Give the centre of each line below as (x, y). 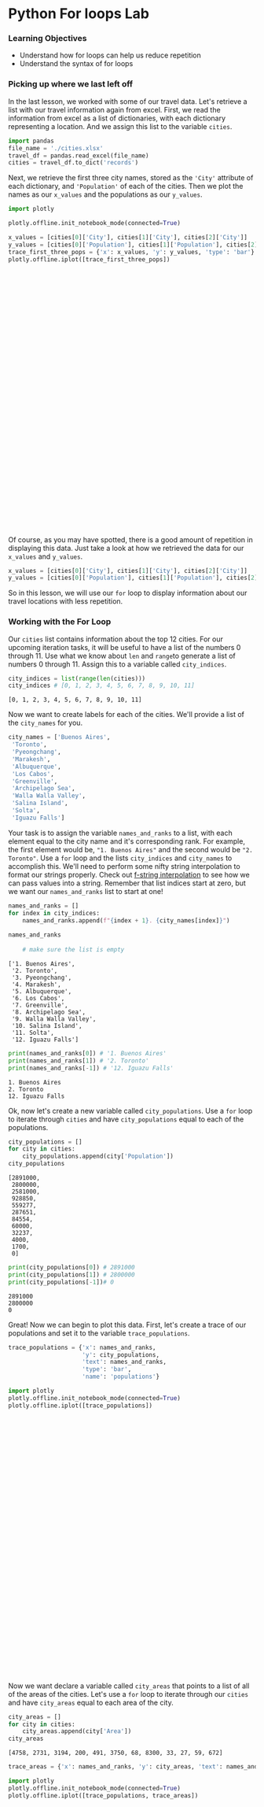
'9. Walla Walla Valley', (54, 1019)
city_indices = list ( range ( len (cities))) (77, 678)
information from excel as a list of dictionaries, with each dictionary (117, 118)
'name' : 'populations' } (121, 1377)
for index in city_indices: (54, 913)
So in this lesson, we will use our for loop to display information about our (128, 593)
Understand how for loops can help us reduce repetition (110, 55)
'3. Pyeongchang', (42, 977)
